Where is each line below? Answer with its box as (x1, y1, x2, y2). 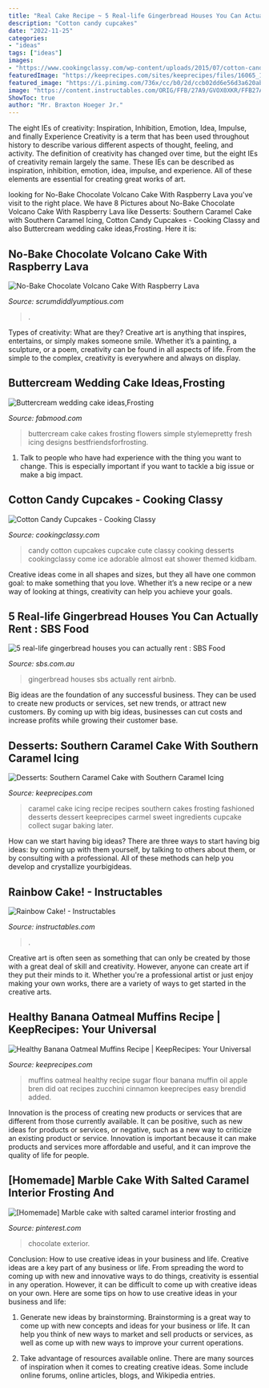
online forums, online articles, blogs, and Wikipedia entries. (19, 1370, 216, 1380)
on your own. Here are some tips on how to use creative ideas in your (8, 1288, 238, 1297)
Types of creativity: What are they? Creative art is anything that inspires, (8, 327, 247, 337)
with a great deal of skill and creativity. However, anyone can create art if (8, 961, 250, 971)
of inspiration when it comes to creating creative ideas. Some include (19, 1362, 249, 1371)
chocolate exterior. (27, 1238, 90, 1248)
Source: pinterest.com (8, 1223, 82, 1232)
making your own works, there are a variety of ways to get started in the (8, 979, 247, 988)
